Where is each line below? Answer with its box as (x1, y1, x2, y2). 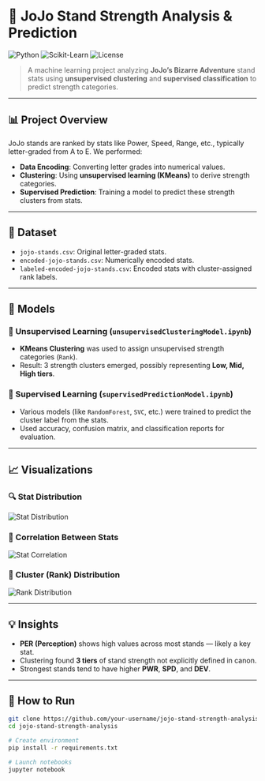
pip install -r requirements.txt (8, 744, 118, 753)
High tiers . (19, 369, 55, 378)
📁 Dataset (8, 226, 58, 239)
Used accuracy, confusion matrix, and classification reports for (19, 423, 225, 433)
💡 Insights (8, 618, 59, 631)
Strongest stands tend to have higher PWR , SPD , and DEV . (19, 663, 211, 674)
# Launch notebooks (8, 758, 73, 766)
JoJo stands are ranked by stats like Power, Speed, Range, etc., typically (8, 138, 244, 148)
